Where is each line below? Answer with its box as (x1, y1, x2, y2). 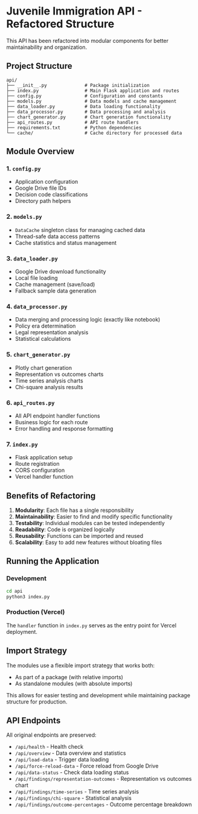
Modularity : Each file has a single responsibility (14, 506, 134, 514)
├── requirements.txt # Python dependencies (6, 124, 142, 131)
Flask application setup (14, 454, 73, 461)
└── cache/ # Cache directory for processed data (6, 130, 182, 136)
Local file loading (14, 274, 59, 282)
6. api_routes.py (6, 398, 55, 407)
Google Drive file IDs (14, 184, 67, 192)
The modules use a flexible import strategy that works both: (6, 662, 155, 669)
